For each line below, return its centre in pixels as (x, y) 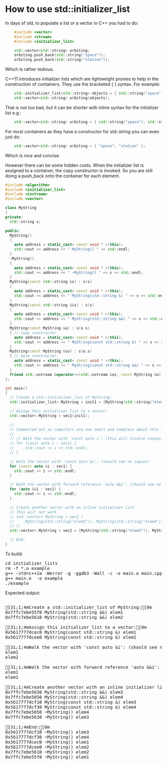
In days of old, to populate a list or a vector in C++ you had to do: (72, 23)
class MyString (21, 208)
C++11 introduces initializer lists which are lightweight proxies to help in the (82, 79)
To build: (14, 554)
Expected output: (23, 593)
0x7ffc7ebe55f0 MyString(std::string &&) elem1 (64, 612)
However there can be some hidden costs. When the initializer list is (75, 165)
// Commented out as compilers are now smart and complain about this (84, 429)
